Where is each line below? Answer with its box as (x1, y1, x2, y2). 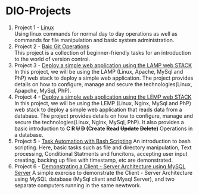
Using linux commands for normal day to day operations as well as (14, 30, 178, 37)
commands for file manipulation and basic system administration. (14, 36, 175, 43)
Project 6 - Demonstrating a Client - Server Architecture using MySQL (14, 162, 186, 170)
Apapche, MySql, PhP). (14, 87, 71, 94)
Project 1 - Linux (14, 24, 54, 31)
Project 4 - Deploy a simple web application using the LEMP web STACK (14, 93, 192, 100)
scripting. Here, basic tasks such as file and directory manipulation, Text (14, 144, 192, 151)
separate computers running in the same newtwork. (14, 181, 141, 188)
